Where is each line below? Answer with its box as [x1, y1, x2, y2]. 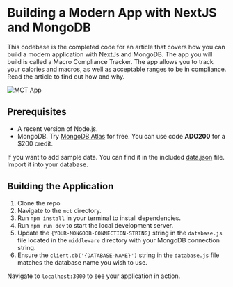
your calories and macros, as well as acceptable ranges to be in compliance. [7, 65, 227, 73]
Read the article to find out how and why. [7, 72, 125, 81]
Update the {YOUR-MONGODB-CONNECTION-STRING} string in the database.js [17, 228, 223, 237]
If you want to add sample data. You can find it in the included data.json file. [7, 153, 225, 161]
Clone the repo [17, 199, 61, 207]
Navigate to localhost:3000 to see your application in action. [7, 272, 181, 280]
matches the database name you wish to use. [17, 258, 147, 266]
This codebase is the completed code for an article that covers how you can [7, 42, 226, 51]
